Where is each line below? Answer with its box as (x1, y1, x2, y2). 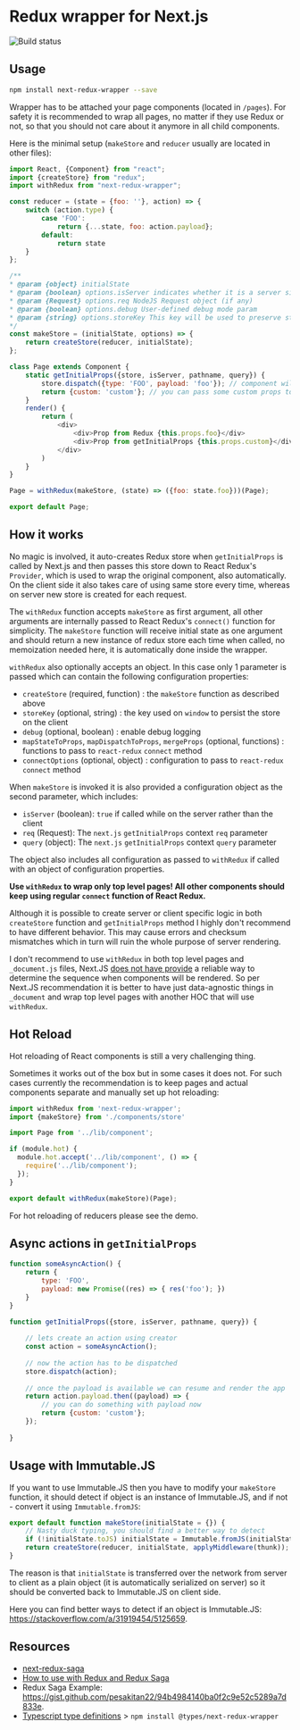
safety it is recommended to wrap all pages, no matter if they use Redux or (9, 111, 284, 121)
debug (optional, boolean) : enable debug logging (21, 726, 202, 737)
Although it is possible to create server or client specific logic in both (9, 907, 262, 918)
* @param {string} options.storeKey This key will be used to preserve (9, 313, 281, 322)
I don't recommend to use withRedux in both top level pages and (9, 953, 245, 964)
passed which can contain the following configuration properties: (9, 671, 249, 681)
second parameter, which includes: (9, 790, 138, 801)
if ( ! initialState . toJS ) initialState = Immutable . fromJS (25, 1534, 246, 1544)
